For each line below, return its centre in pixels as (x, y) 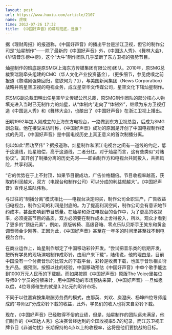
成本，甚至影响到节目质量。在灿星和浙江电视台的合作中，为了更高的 (81, 212)
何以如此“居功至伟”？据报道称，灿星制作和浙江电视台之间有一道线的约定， (84, 145)
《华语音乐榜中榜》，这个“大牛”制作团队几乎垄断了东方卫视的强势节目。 (79, 57)
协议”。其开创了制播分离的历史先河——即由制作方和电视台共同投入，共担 (83, 158)
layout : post (19, 10)
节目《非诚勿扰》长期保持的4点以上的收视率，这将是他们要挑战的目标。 (85, 327)
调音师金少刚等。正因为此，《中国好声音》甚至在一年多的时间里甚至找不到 (83, 231)
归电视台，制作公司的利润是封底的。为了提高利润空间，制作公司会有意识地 (84, 206)
